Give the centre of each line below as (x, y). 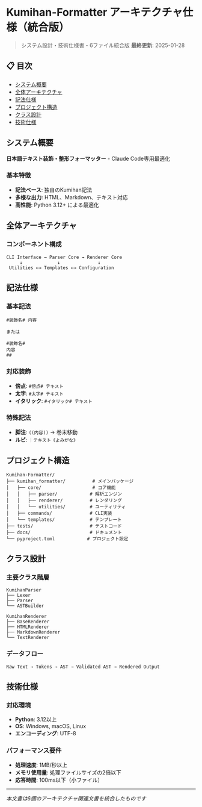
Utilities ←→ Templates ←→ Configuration (61, 268)
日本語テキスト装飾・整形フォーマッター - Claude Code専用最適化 (88, 158)
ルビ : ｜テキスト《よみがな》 (46, 440)
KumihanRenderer (26, 617)
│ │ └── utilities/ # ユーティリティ (66, 506)
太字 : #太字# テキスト (39, 393)
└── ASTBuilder (25, 606)
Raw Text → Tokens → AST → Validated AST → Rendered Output (83, 667)
